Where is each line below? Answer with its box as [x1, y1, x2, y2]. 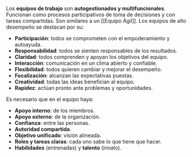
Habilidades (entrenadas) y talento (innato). [14, 144, 122, 151]
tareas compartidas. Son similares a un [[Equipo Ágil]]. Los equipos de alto [6, 18, 186, 24]
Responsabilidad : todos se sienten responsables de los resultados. [14, 47, 177, 54]
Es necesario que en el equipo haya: [6, 96, 94, 103]
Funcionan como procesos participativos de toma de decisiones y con [6, 11, 176, 18]
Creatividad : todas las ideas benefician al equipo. [14, 78, 135, 85]
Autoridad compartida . [14, 125, 71, 132]
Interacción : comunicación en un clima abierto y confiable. [14, 60, 157, 67]
